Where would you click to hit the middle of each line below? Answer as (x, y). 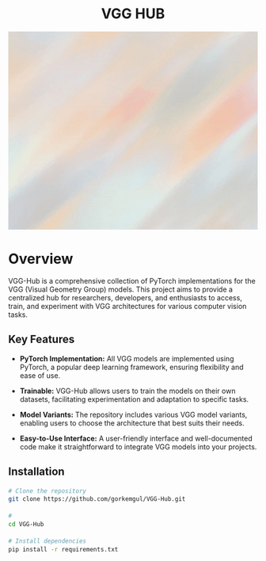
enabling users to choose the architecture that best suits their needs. (132, 423)
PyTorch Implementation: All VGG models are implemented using (127, 358)
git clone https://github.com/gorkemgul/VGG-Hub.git (97, 499)
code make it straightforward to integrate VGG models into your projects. (138, 447)
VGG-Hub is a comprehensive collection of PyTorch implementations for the (132, 280)
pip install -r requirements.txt (63, 549)
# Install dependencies (47, 541)
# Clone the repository (47, 491)
